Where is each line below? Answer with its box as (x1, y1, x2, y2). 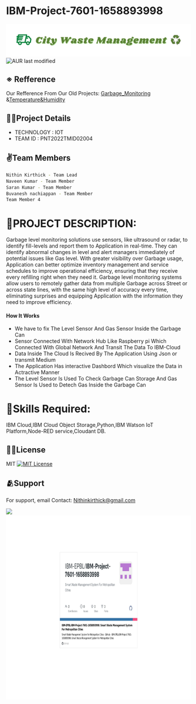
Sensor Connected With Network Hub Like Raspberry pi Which (14, 338, 167, 345)
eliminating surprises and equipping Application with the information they (6, 292, 183, 299)
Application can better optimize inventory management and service (6, 261, 169, 268)
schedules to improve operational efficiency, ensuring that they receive (6, 268, 178, 275)
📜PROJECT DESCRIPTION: (6, 216, 137, 230)
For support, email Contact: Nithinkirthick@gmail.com (6, 497, 136, 504)
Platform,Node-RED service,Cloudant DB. (6, 428, 106, 435)
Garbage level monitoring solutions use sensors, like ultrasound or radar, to (6, 236, 188, 243)
